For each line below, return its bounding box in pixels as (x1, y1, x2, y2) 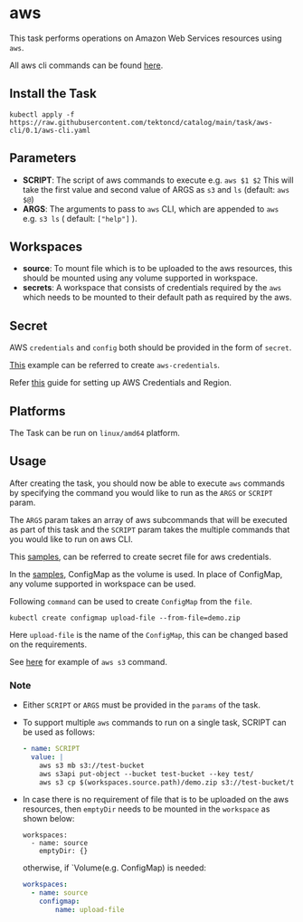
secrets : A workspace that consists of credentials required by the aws (22, 282, 282, 293)
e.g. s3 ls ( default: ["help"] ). (22, 213, 137, 223)
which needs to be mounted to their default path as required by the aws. (22, 292, 292, 303)
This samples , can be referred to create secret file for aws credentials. (9, 551, 271, 562)
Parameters (9, 150, 77, 166)
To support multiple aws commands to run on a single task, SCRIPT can (22, 718, 287, 728)
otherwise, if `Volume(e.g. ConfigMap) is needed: (22, 862, 206, 873)
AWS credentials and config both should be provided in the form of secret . (9, 342, 292, 353)
